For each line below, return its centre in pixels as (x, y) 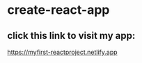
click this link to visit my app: (71, 36)
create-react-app (58, 10)
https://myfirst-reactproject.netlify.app (62, 52)
